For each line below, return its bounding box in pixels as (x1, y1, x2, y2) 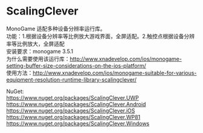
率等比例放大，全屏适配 (6, 40, 65, 47)
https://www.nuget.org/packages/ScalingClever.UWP (6, 94, 139, 101)
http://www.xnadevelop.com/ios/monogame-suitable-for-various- (33, 69, 197, 76)
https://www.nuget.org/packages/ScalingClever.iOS (6, 107, 135, 114)
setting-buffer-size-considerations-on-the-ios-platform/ (6, 62, 146, 69)
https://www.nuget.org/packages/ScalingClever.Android (6, 100, 146, 108)
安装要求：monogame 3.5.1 (6, 47, 74, 55)
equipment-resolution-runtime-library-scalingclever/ (6, 76, 137, 83)
